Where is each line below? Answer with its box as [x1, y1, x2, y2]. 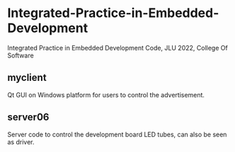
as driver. [7, 137, 35, 146]
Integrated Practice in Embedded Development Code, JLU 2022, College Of [7, 43, 228, 52]
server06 [7, 112, 50, 124]
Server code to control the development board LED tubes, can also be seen [7, 130, 227, 139]
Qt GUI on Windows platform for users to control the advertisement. [7, 90, 205, 99]
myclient [7, 72, 47, 84]
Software [7, 51, 34, 60]
